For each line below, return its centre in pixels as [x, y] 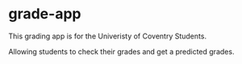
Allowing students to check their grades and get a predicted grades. [121, 51]
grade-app [45, 14]
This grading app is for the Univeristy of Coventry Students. [108, 36]
